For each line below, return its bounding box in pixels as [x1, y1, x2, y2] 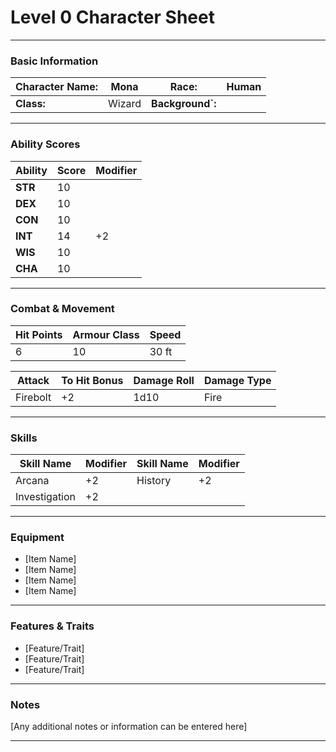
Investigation [15, 490, 77, 504]
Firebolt [15, 390, 52, 404]
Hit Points [15, 327, 63, 341]
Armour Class [72, 327, 140, 341]
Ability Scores [10, 137, 81, 151]
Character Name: [15, 80, 99, 94]
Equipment [10, 531, 65, 545]
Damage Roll [133, 373, 195, 387]
